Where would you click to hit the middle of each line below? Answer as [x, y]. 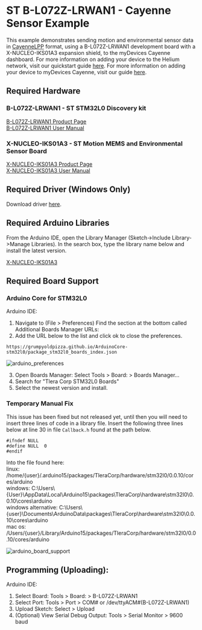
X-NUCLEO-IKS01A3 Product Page [49, 164]
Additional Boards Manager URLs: [57, 329]
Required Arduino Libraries [58, 223]
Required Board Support [53, 281]
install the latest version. [36, 250]
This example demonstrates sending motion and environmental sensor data [100, 40]
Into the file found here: [35, 462]
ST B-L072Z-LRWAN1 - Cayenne [89, 11]
